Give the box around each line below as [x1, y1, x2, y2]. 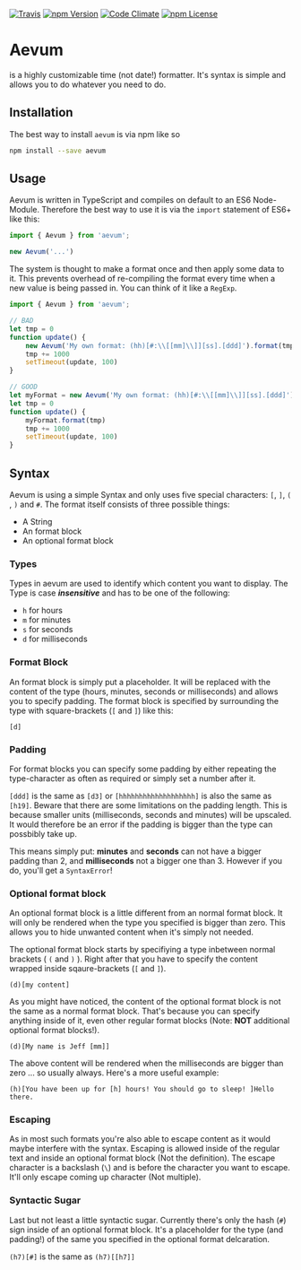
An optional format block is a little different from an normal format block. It [9, 908, 283, 918]
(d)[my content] [9, 980, 70, 990]
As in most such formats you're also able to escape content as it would [9, 1134, 271, 1144]
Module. [9, 204, 40, 215]
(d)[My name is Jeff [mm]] [9, 1042, 110, 1051]
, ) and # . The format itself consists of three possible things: [9, 499, 230, 509]
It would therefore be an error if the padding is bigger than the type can [9, 819, 273, 830]
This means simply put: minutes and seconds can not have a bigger [9, 846, 262, 857]
